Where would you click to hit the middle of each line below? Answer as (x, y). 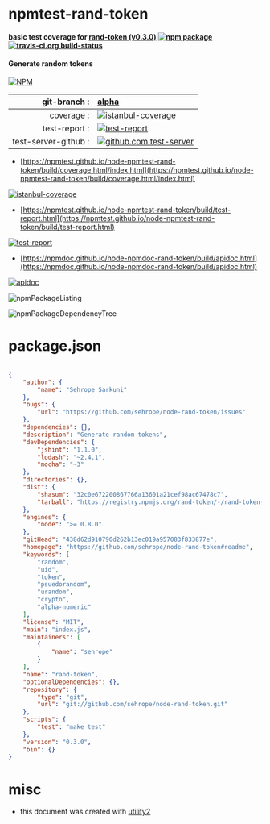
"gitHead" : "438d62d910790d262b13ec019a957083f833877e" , (120, 540)
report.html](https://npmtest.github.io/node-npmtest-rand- (117, 218)
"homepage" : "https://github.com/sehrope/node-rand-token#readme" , (138, 547)
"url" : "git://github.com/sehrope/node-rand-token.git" (133, 705)
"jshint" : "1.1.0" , (70, 449)
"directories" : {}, (55, 480)
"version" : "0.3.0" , (57, 742)
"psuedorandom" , (64, 585)
